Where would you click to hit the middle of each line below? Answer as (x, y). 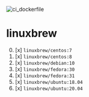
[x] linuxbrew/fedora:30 (45, 69)
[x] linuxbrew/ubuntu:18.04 (49, 81)
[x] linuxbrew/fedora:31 (45, 75)
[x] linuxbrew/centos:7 (43, 50)
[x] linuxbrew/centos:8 (43, 56)
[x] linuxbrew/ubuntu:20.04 (49, 88)
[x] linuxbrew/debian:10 (45, 62)
